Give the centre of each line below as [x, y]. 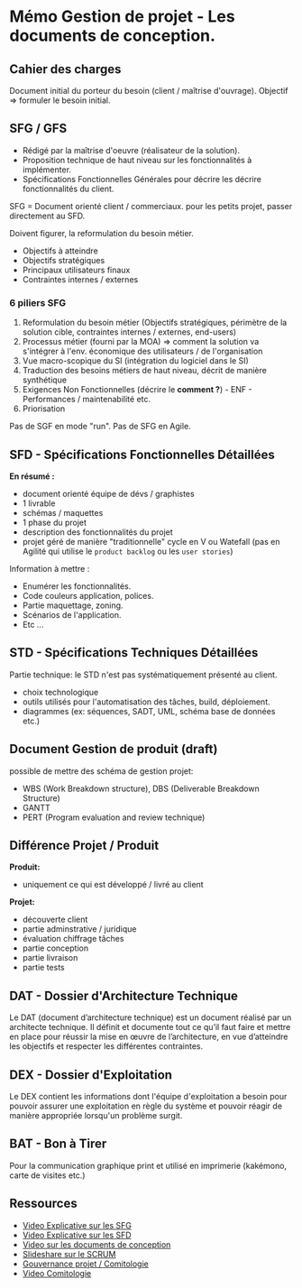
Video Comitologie [57, 1273]
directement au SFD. [47, 216]
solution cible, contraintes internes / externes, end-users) [129, 332]
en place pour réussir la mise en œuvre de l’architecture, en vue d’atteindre [149, 1037]
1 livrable [39, 503]
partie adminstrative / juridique [79, 929]
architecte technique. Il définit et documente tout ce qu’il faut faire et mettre [150, 1027]
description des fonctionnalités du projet [97, 532]
